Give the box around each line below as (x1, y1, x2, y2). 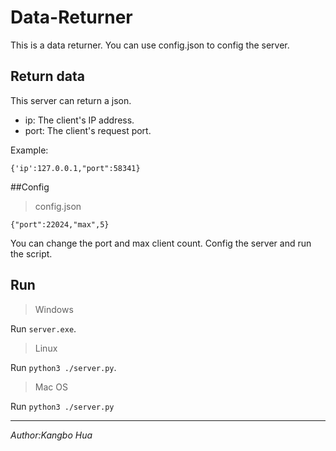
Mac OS (34, 381, 68, 393)
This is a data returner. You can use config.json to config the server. (10, 39, 290, 51)
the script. (10, 247, 53, 260)
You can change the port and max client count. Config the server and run (10, 237, 312, 249)
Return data (10, 68, 85, 85)
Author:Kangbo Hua (10, 429, 93, 441)
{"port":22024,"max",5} (10, 219, 110, 230)
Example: (10, 144, 49, 156)
